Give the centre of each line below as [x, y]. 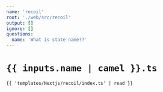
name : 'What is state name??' [49, 40]
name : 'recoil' [25, 12]
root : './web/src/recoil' [38, 17]
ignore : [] [20, 29]
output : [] [20, 23]
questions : [20, 34]
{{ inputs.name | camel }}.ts [82, 68]
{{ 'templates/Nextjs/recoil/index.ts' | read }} [70, 83]
